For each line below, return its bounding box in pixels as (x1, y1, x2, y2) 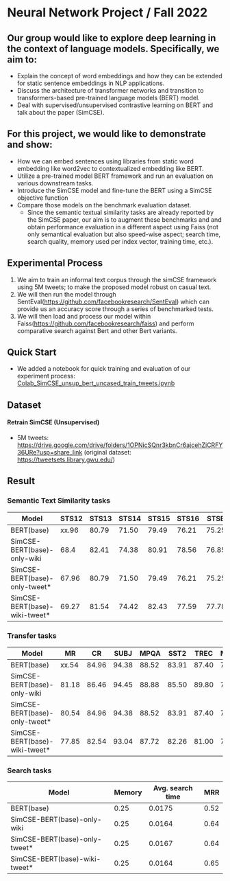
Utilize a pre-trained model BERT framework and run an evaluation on (16, 172, 214, 180)
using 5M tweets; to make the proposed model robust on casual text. (16, 283, 212, 291)
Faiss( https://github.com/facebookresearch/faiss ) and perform (16, 319, 194, 328)
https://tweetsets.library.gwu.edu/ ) (16, 455, 115, 464)
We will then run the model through (16, 290, 116, 298)
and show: (7, 139, 53, 150)
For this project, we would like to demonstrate (7, 128, 207, 140)
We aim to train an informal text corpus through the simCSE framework (16, 275, 217, 284)
